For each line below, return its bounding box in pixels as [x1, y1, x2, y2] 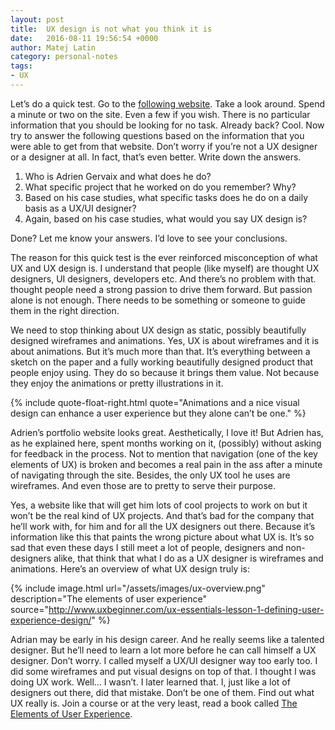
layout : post [10, 14, 65, 25]
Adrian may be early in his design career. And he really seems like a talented [10, 633, 325, 645]
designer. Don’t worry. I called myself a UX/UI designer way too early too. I [10, 654, 318, 666]
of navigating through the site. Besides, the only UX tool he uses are [10, 469, 291, 481]
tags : [10, 61, 33, 71]
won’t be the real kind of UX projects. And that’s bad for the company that [10, 509, 315, 521]
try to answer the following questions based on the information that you [10, 129, 305, 141]
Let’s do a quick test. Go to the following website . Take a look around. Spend [10, 97, 326, 110]
